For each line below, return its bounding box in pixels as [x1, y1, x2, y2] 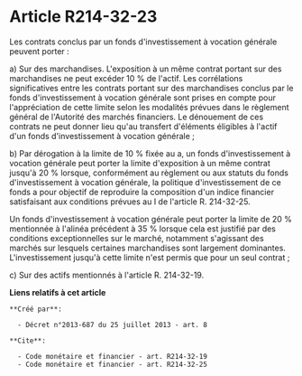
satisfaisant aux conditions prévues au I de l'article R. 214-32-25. [9, 196, 251, 207]
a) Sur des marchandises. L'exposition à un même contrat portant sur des [9, 63, 282, 74]
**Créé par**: [9, 305, 63, 314]
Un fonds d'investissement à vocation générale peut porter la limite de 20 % [9, 213, 293, 224]
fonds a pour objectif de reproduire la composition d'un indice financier [9, 186, 275, 197]
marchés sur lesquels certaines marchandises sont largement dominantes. [9, 242, 287, 253]
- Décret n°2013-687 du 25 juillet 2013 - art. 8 [17, 320, 207, 329]
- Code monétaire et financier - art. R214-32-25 [17, 360, 207, 369]
